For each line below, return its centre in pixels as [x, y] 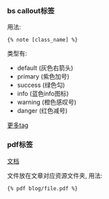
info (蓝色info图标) [43, 94]
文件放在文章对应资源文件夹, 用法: [55, 175]
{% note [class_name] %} [43, 40]
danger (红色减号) [42, 111]
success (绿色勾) [41, 85]
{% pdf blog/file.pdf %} [43, 188]
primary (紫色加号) [43, 77]
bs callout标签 [31, 10]
